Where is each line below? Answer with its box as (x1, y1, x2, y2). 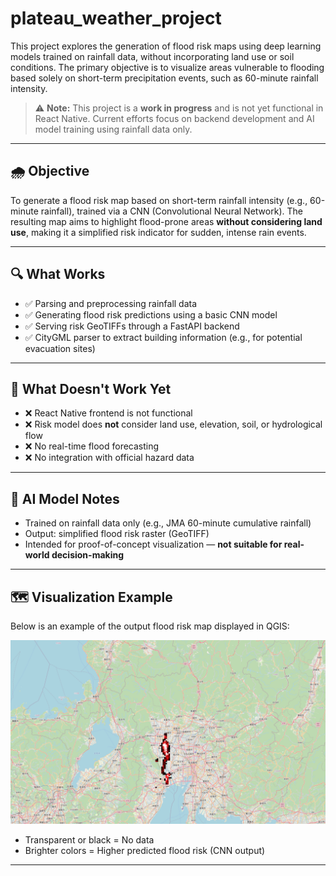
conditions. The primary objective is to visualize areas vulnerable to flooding (10, 61, 325, 73)
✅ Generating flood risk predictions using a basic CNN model (24, 308, 278, 321)
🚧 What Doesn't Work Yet (10, 380, 172, 397)
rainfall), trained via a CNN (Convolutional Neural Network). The (40, 205, 303, 217)
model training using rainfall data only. (34, 123, 193, 135)
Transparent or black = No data (24, 834, 155, 846)
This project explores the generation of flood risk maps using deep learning (10, 40, 322, 52)
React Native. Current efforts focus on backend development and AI (34, 112, 315, 124)
